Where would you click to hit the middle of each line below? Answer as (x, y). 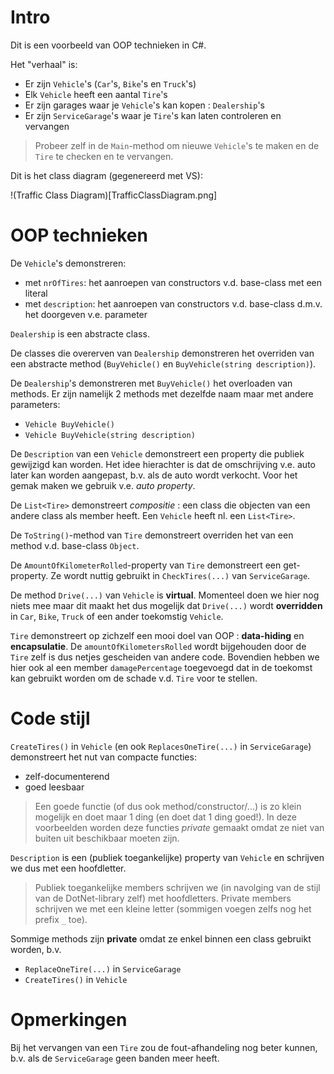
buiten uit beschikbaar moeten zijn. (107, 838)
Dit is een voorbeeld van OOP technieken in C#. (108, 45)
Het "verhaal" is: (44, 64)
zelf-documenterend (67, 776)
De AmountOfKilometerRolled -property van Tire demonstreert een (146, 565)
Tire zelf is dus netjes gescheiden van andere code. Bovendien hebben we (165, 657)
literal (36, 293)
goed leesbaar (54, 787)
